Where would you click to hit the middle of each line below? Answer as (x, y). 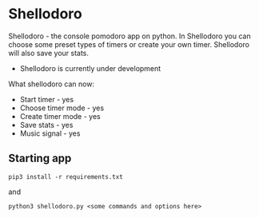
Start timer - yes (47, 99)
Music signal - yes (50, 133)
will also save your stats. (49, 53)
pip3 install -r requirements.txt (66, 176)
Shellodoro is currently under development (90, 68)
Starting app (40, 159)
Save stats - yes (46, 125)
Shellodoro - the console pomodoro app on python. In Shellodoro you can (129, 36)
